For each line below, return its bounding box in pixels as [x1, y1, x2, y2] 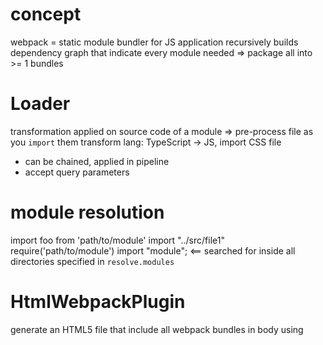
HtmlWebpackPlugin [10, 291, 186, 313]
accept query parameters [24, 166, 130, 178]
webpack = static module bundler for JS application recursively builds [10, 36, 299, 48]
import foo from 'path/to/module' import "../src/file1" [10, 234, 225, 246]
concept [10, 3, 82, 26]
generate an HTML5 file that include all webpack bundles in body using [10, 323, 304, 335]
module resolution [10, 201, 165, 224]
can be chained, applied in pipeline [24, 155, 170, 167]
